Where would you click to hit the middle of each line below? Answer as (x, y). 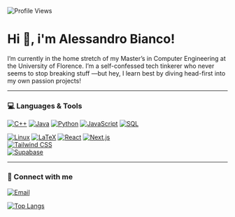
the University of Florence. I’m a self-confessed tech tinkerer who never (111, 66)
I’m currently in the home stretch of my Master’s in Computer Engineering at (116, 58)
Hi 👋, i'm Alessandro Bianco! (91, 39)
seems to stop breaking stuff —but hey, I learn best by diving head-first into (116, 73)
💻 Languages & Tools (45, 106)
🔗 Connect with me (40, 177)
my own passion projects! (44, 80)
